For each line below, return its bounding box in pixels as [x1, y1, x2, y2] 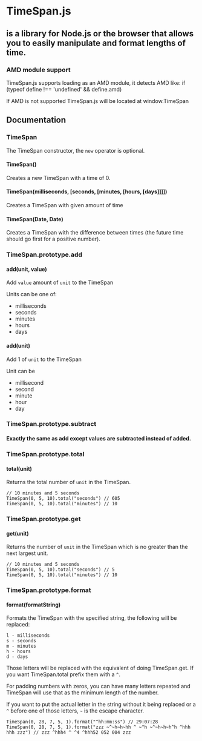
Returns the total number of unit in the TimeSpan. [6, 479, 131, 486]
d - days [6, 654, 28, 660]
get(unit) [6, 530, 29, 537]
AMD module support [6, 65, 71, 74]
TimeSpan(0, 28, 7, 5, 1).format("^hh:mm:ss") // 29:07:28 [6, 719, 158, 725]
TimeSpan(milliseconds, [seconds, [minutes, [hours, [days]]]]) [6, 188, 168, 195]
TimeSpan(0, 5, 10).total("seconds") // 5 [6, 567, 115, 573]
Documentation [6, 115, 67, 125]
